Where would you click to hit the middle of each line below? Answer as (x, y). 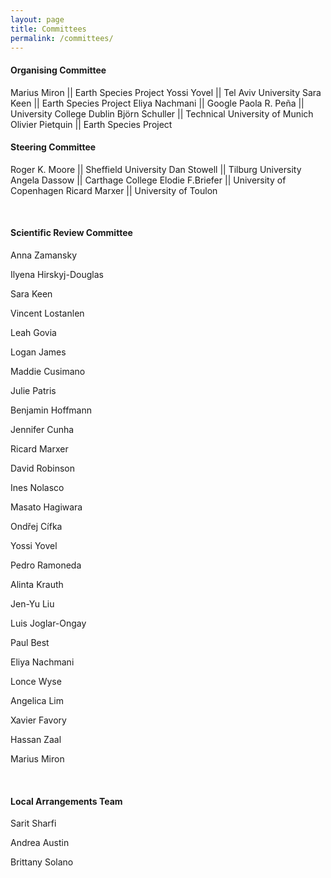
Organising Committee (58, 70)
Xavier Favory (38, 720)
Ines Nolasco (37, 487)
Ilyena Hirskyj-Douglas (57, 274)
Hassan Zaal (36, 739)
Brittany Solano (42, 862)
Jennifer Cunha (42, 429)
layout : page (37, 19)
